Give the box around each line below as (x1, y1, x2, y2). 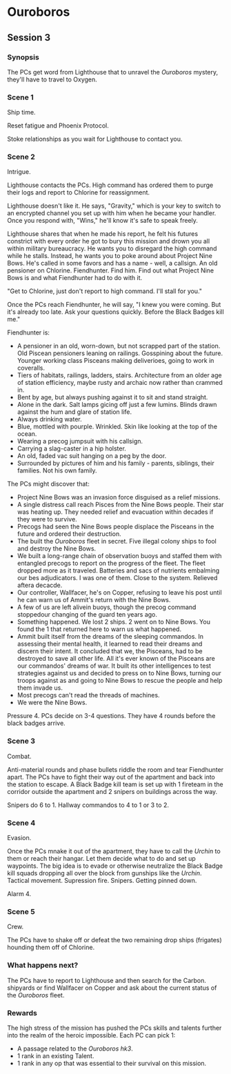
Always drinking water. (17, 415, 83, 424)
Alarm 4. (7, 890, 32, 898)
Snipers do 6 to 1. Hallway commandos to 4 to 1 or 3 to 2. (7, 801, 169, 809)
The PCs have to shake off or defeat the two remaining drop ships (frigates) (7, 936, 222, 944)
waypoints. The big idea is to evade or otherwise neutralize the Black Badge (7, 862, 223, 870)
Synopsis (7, 52, 39, 62)
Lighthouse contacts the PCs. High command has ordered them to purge (7, 181, 214, 190)
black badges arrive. (7, 719, 66, 728)
